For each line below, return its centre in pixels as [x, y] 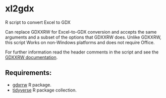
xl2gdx [20, 9]
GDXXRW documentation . [31, 57]
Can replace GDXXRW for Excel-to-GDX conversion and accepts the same [81, 32]
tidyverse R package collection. [44, 90]
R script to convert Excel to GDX [38, 22]
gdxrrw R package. [32, 85]
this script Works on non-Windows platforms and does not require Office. [80, 42]
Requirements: [28, 73]
